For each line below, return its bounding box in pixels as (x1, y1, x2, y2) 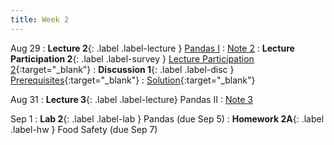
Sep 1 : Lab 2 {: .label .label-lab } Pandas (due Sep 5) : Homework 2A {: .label (10, 112, 325, 125)
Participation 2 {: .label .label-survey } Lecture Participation (10, 52, 255, 65)
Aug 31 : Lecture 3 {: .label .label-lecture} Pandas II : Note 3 (10, 93, 254, 105)
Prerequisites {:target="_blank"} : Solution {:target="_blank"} (10, 74, 256, 86)
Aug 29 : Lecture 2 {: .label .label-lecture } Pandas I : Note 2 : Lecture (10, 42, 295, 54)
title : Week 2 (10, 14, 70, 25)
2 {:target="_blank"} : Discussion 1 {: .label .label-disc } (10, 63, 235, 75)
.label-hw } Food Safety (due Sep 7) (10, 123, 158, 135)
